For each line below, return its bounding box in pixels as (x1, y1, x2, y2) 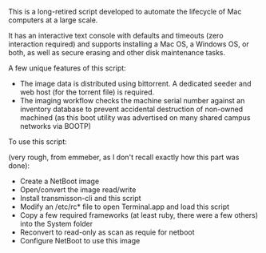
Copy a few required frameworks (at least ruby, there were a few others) (19, 211, 258, 219)
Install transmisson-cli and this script (19, 194, 141, 203)
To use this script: (8, 137, 67, 147)
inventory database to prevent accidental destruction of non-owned (19, 104, 244, 114)
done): (8, 161, 30, 171)
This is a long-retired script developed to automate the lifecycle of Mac (8, 7, 242, 16)
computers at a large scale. (8, 15, 98, 25)
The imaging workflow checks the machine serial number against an (19, 96, 245, 105)
